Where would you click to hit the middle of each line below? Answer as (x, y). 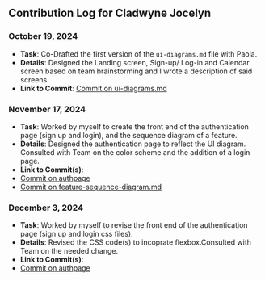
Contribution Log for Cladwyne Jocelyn (110, 13)
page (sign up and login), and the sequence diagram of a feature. (128, 135)
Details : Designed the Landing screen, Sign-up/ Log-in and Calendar (135, 62)
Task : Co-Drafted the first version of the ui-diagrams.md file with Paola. (139, 54)
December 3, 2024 (46, 208)
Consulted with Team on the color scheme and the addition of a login (135, 152)
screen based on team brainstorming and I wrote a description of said (136, 71)
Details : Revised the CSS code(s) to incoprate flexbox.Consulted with (136, 242)
